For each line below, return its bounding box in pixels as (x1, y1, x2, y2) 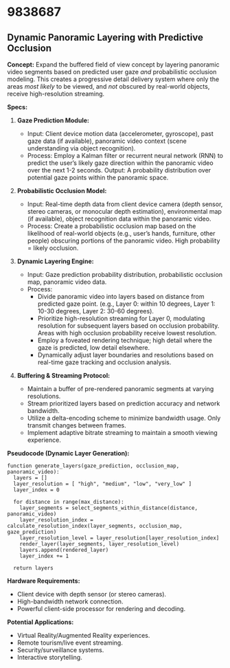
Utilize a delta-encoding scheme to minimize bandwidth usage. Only (27, 414, 221, 422)
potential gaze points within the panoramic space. (27, 173, 169, 181)
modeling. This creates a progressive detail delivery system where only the (7, 75, 220, 83)
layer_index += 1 (19, 553, 69, 559)
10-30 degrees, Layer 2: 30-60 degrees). (37, 307, 154, 315)
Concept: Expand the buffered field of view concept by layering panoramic (7, 60, 220, 69)
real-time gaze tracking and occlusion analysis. (37, 358, 172, 366)
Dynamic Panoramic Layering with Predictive (7, 32, 204, 43)
